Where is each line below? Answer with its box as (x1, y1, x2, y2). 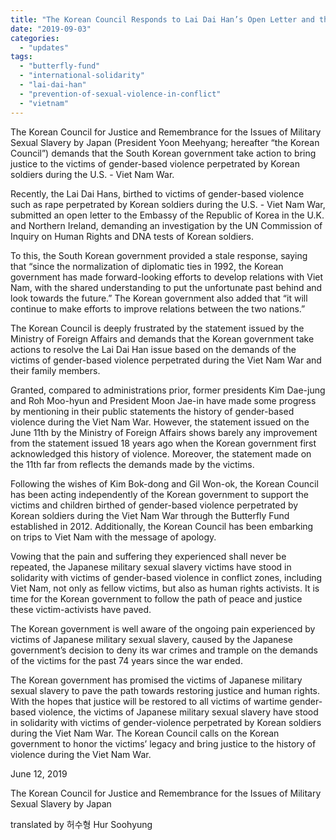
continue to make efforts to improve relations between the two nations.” (10, 302, 306, 315)
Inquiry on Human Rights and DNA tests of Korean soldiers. (10, 230, 255, 242)
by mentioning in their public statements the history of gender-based (10, 405, 295, 417)
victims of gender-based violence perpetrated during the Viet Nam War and (10, 354, 322, 366)
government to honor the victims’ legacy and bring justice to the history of (10, 737, 317, 750)
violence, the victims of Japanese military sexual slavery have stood (38, 706, 319, 718)
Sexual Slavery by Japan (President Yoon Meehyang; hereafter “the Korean (10, 136, 320, 148)
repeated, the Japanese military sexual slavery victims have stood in (10, 561, 292, 573)
